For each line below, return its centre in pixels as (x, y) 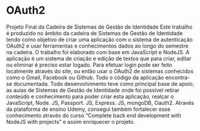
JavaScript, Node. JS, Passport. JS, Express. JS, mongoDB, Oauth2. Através (100, 102)
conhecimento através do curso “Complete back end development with (94, 115)
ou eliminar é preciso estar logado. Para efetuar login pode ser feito (89, 65)
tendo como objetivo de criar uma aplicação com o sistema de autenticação (99, 39)
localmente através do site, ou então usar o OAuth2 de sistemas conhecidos (100, 71)
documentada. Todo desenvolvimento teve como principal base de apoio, (104, 83)
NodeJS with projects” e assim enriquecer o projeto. (71, 121)
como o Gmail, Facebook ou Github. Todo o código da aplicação (85, 77)
